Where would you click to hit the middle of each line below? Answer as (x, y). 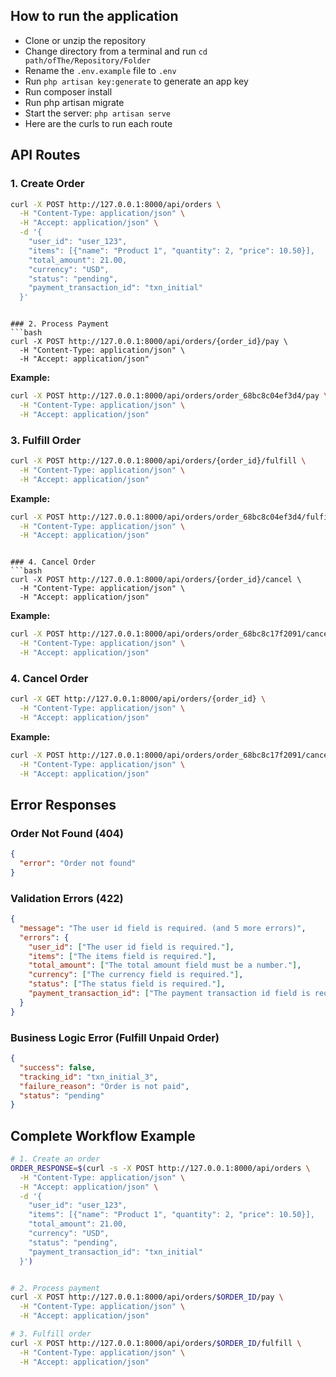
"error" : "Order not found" (78, 864)
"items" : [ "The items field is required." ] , (122, 956)
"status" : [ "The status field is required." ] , (127, 984)
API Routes (45, 155)
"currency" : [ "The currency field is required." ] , (136, 975)
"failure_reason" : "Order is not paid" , (104, 1086)
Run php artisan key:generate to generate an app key (136, 81)
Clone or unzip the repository (85, 40)
